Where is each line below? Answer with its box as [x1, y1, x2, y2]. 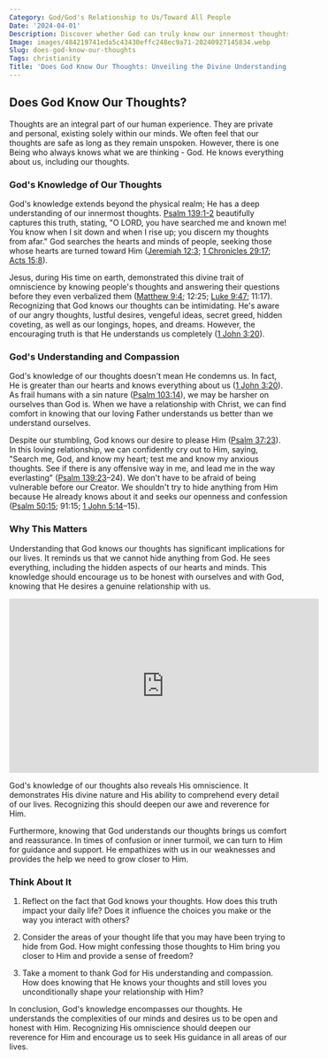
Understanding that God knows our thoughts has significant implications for [9, 543, 286, 553]
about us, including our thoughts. [9, 156, 130, 166]
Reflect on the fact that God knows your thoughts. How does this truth [21, 895, 278, 906]
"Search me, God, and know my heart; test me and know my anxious [9, 453, 259, 465]
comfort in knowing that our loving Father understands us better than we [9, 408, 274, 419]
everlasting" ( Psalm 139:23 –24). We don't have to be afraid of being [9, 473, 256, 483]
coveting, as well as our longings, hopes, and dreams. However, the [9, 319, 256, 329]
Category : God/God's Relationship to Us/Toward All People [9, 12, 232, 22]
